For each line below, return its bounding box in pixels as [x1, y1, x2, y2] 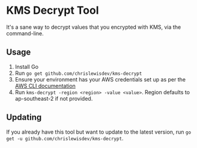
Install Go [14, 63, 39, 70]
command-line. [6, 29, 44, 37]
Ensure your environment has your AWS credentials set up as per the [14, 75, 186, 83]
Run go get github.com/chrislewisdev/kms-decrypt [14, 70, 142, 77]
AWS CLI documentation [14, 82, 76, 89]
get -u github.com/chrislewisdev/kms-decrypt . [6, 134, 124, 141]
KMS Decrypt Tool [6, 4, 99, 17]
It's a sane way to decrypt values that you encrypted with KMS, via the [6, 23, 181, 31]
